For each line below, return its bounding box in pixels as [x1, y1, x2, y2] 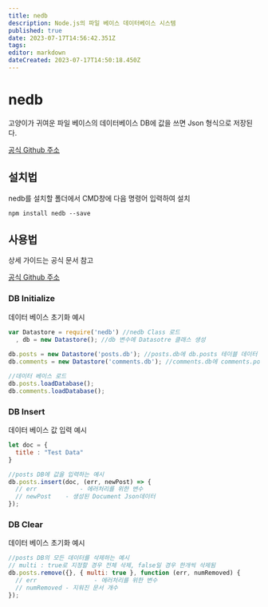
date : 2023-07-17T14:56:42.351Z [8, 34, 116, 42]
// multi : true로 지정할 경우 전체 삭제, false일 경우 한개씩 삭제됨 [8, 561, 216, 569]
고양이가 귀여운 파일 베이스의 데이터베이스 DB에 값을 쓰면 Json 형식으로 [8, 117, 232, 128]
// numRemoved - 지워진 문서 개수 [15, 584, 118, 592]
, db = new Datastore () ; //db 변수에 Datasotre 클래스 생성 [15, 335, 206, 343]
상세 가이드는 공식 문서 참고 [8, 256, 94, 265]
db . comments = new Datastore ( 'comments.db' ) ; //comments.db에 [8, 358, 218, 366]
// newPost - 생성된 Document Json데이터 [15, 493, 156, 501]
